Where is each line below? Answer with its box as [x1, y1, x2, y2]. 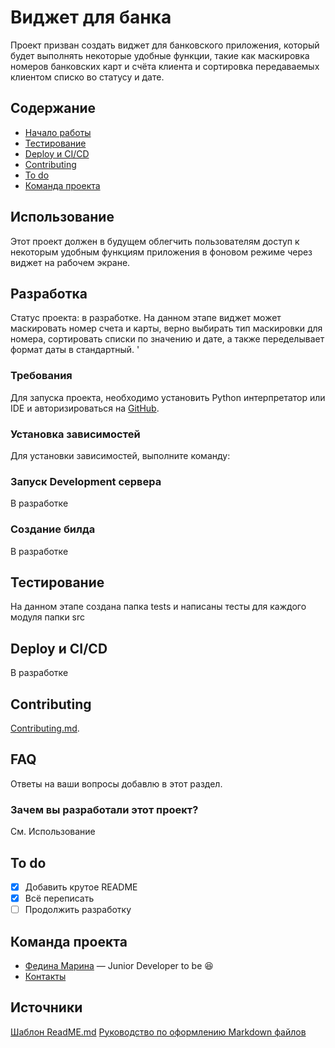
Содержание [10, 100, 97, 117]
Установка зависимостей [10, 427, 141, 441]
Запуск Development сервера [10, 474, 162, 488]
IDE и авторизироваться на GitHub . [10, 402, 160, 414]
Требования [10, 369, 73, 383]
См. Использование [10, 826, 96, 838]
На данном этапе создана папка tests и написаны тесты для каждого [10, 601, 307, 613]
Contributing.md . [10, 722, 80, 734]
